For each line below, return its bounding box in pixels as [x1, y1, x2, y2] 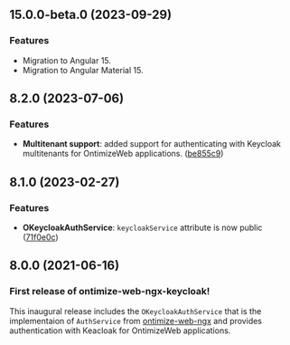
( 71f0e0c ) [22, 232, 59, 243]
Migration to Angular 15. [22, 54, 111, 66]
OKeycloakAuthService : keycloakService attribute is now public [22, 222, 263, 234]
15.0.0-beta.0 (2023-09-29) [9, 7, 173, 23]
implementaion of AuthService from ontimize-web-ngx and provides [9, 315, 263, 326]
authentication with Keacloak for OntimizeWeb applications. [9, 325, 231, 336]
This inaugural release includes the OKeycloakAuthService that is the [9, 305, 262, 316]
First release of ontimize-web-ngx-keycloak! [9, 285, 210, 298]
